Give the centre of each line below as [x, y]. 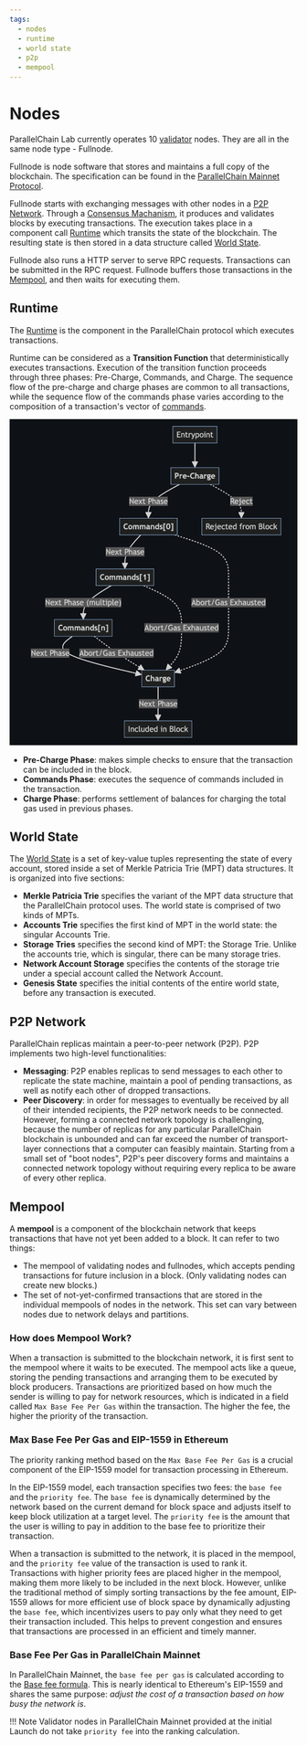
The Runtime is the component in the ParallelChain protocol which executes [152, 330]
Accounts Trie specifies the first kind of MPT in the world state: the [150, 925]
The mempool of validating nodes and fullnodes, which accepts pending [159, 1266]
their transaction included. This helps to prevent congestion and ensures [146, 1621]
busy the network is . [48, 1703]
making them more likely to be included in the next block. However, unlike [148, 1582]
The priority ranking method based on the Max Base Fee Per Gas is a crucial [152, 1460]
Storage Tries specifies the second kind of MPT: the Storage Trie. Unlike [159, 945]
